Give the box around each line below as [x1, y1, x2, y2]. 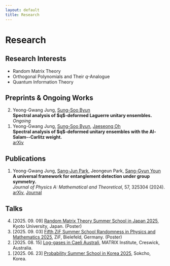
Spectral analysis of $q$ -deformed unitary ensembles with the [12, 128, 149, 135]
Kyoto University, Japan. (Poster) [12, 223, 82, 229]
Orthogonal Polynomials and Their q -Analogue [12, 73, 110, 79]
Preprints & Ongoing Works [5, 93, 94, 102]
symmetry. [12, 179, 37, 185]
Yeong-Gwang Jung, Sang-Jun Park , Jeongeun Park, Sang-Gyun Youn [12, 168, 161, 174]
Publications [5, 154, 46, 163]
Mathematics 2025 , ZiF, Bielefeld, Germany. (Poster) [12, 234, 122, 240]
